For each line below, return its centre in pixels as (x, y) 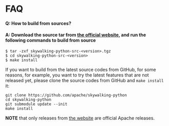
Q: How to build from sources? (38, 23)
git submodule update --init (36, 104)
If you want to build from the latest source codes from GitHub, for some (81, 69)
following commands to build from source (51, 40)
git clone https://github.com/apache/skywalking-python (66, 95)
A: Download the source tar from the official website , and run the (76, 35)
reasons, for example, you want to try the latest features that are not (77, 75)
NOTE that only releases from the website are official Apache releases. (80, 118)
